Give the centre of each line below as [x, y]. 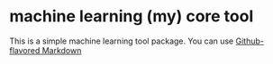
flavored [25, 50]
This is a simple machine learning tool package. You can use [122, 41]
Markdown [62, 50]
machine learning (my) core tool [132, 16]
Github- [250, 41]
